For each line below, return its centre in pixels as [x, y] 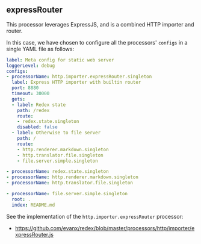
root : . [21, 199]
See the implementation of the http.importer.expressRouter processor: [95, 216]
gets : [19, 99]
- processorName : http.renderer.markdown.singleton [72, 177]
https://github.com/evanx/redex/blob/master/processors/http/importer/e [105, 228]
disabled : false [38, 127]
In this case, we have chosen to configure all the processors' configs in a [97, 42]
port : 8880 [25, 88]
